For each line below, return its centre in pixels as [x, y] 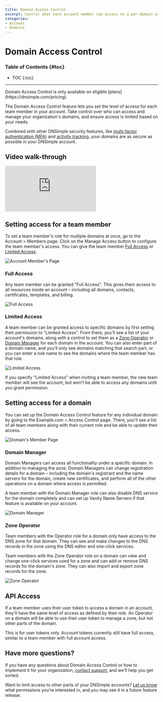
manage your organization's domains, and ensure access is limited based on [82, 116]
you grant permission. [27, 387]
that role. [14, 358]
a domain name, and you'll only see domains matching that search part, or [79, 348]
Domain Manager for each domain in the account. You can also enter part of [81, 343]
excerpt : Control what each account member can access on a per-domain [79, 14]
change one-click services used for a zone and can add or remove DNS [77, 561]
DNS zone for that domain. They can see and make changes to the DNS [77, 541]
